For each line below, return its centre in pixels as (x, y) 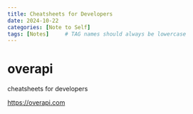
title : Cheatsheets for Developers (60, 14)
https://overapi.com (36, 103)
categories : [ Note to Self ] (49, 27)
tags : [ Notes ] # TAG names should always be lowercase (97, 34)
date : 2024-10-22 (33, 21)
